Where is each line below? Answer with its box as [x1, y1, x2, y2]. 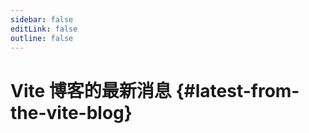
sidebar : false [10, 14, 74, 25]
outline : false [10, 33, 74, 43]
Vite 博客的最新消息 [10, 79, 172, 102]
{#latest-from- [175, 79, 300, 102]
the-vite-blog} [10, 101, 133, 124]
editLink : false [10, 24, 78, 34]
